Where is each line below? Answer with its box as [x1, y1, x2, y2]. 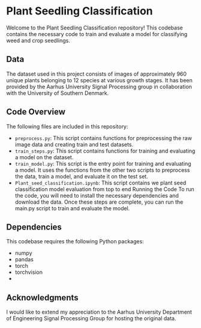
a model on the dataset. [14, 153, 74, 160]
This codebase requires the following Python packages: [6, 238, 144, 245]
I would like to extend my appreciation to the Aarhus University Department [6, 308, 192, 316]
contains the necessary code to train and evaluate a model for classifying [6, 30, 188, 37]
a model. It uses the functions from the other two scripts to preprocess [14, 166, 190, 174]
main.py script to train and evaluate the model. [14, 204, 130, 211]
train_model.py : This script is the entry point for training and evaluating [14, 160, 191, 167]
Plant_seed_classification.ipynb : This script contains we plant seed [14, 179, 187, 186]
